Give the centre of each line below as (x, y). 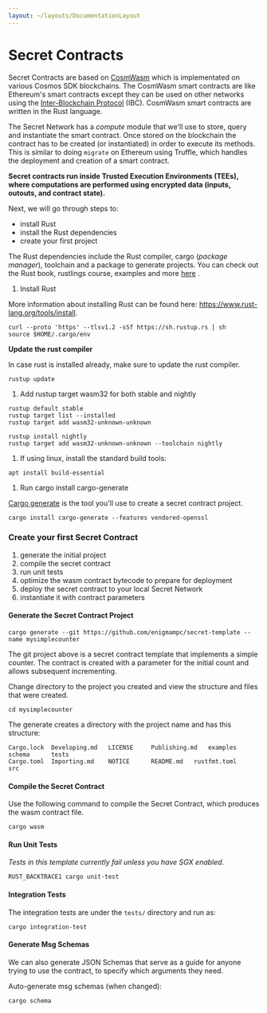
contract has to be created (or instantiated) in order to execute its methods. (132, 144)
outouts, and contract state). (57, 193)
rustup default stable (46, 408)
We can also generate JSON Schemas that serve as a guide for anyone (125, 962)
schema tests (39, 755)
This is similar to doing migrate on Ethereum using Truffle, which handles (128, 152)
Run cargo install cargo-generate (74, 487)
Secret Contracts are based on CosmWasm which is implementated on (124, 77)
